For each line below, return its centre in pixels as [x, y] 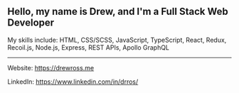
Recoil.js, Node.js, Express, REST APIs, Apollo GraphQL [88, 47]
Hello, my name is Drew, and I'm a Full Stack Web [118, 12]
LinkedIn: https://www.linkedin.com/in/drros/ [73, 82]
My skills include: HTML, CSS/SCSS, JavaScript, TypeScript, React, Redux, [117, 40]
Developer [31, 23]
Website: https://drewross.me [51, 67]
